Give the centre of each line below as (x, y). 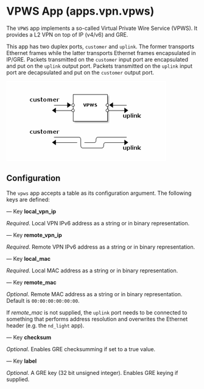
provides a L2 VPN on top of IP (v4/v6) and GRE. (67, 34)
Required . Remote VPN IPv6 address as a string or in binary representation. (101, 247)
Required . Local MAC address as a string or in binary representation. (92, 271)
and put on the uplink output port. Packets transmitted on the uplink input (100, 66)
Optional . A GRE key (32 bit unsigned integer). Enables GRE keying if (92, 373)
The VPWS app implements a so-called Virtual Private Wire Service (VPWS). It (102, 28)
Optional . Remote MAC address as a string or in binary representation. (94, 294)
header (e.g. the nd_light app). (45, 325)
